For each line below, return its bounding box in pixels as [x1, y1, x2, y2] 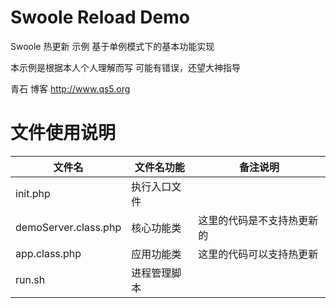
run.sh [15, 272, 46, 286]
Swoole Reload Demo [10, 6, 190, 29]
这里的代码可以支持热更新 [198, 247, 319, 261]
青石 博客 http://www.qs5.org [10, 82, 131, 95]
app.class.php [15, 246, 82, 260]
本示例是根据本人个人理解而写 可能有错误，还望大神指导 [10, 61, 241, 73]
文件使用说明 [10, 122, 117, 145]
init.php [15, 186, 51, 200]
